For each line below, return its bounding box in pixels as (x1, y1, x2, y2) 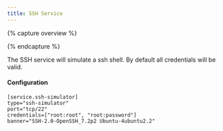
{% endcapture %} (7, 42, 61, 50)
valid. (7, 62, 23, 71)
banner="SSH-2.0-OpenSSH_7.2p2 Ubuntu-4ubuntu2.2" (7, 117, 156, 124)
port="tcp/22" (7, 106, 48, 112)
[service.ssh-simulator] (7, 93, 78, 100)
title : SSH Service (7, 10, 63, 17)
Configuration (7, 78, 48, 86)
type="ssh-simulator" (7, 99, 70, 106)
